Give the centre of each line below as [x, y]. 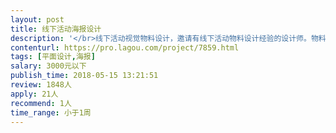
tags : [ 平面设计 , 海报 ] [53, 57]
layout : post [37, 19]
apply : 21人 [34, 94]
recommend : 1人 [41, 103]
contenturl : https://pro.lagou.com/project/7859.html [125, 47]
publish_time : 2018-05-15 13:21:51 [84, 76]
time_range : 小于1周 [51, 112]
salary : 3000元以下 [48, 66]
